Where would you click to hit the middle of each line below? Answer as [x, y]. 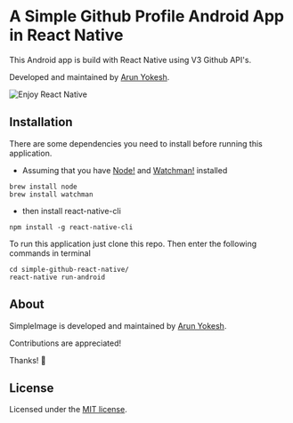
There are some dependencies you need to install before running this [136, 143]
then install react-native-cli [72, 211]
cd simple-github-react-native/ [69, 269]
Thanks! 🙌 [28, 360]
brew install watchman [51, 194]
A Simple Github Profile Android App [147, 16]
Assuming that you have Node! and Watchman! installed [125, 170]
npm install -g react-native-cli [71, 227]
